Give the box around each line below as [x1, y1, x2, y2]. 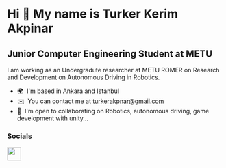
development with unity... [16, 114, 89, 122]
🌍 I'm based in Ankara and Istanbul [16, 87, 120, 95]
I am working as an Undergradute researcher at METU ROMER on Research [7, 66, 220, 74]
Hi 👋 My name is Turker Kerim [7, 6, 179, 22]
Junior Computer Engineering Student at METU [7, 48, 213, 59]
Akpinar [7, 20, 53, 36]
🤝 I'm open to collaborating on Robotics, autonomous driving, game [16, 107, 210, 115]
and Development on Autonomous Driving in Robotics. [7, 73, 160, 81]
